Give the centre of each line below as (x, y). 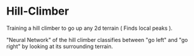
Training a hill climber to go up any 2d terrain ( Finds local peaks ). (89, 28)
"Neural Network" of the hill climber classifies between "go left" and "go (97, 40)
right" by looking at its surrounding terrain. (60, 46)
